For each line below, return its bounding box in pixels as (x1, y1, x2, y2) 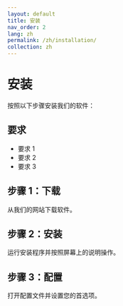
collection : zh (7, 43, 53, 51)
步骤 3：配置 (7, 271, 63, 283)
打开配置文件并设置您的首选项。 (7, 291, 101, 300)
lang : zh (7, 30, 33, 38)
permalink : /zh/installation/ (7, 37, 97, 44)
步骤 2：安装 (7, 228, 63, 240)
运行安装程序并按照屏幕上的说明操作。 (7, 248, 119, 257)
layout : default (7, 10, 55, 18)
